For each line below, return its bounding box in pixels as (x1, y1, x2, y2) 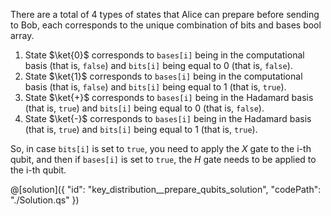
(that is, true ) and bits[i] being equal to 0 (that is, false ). (24, 102, 265, 114)
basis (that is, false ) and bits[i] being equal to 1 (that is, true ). (24, 81, 287, 93)
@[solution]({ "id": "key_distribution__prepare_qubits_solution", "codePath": (10, 184, 322, 195)
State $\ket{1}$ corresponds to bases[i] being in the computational (24, 70, 303, 82)
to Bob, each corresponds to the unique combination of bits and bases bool (10, 19, 322, 31)
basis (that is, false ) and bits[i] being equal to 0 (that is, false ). (24, 60, 293, 71)
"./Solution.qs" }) (10, 194, 80, 206)
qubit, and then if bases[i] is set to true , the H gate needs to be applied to (10, 154, 317, 165)
